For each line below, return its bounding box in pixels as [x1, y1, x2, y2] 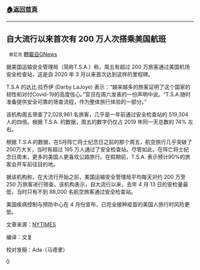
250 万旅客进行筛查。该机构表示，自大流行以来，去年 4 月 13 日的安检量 [6, 181, 183, 188]
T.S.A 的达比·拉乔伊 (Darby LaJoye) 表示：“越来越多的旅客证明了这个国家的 [6, 83, 190, 90]
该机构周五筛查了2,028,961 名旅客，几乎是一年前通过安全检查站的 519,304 [6, 111, 189, 118]
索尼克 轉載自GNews [8, 51, 58, 58]
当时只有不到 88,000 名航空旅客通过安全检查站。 [16, 189, 137, 196]
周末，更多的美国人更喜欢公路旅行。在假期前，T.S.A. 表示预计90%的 [16, 153, 186, 161]
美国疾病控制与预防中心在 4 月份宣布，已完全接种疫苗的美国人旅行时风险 [6, 201, 185, 208]
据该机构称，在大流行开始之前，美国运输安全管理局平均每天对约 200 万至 [6, 174, 186, 181]
